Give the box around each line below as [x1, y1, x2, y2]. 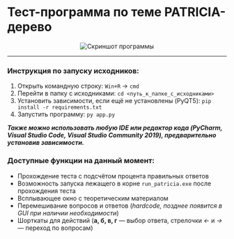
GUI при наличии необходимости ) [17, 208, 120, 217]
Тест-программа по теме [7, 4, 162, 20]
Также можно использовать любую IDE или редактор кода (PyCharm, [7, 123, 223, 132]
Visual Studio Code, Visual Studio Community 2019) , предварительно [7, 131, 217, 139]
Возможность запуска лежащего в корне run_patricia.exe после [17, 179, 212, 187]
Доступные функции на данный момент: [7, 156, 155, 166]
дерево [7, 19, 52, 35]
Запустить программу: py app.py [17, 110, 116, 118]
